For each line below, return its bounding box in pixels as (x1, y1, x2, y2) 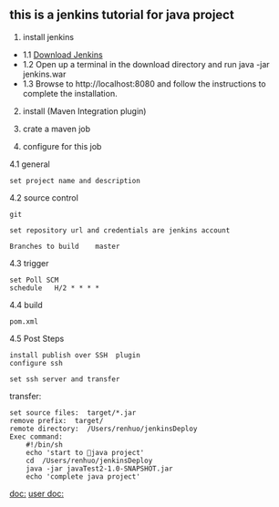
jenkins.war (22, 68, 67, 79)
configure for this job (22, 140, 102, 151)
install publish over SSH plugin (9, 350, 141, 359)
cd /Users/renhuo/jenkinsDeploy (26, 456, 153, 465)
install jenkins (22, 31, 75, 42)
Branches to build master (9, 242, 120, 251)
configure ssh (9, 358, 64, 367)
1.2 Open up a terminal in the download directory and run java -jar (22, 58, 271, 69)
